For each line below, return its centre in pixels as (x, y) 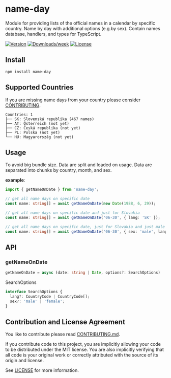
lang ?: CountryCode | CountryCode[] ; (50, 296)
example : (15, 180)
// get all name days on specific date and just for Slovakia (73, 213)
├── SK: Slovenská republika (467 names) (50, 119)
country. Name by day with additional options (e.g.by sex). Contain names (83, 28)
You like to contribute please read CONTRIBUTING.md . (63, 334)
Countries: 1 (19, 115)
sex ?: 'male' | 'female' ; (37, 301)
